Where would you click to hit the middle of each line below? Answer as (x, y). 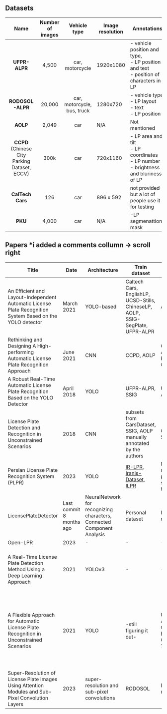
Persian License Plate (33, 470)
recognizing (99, 509)
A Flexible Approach (31, 615)
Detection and (24, 427)
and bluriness (146, 173)
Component (99, 528)
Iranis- (133, 473)
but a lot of (143, 194)
